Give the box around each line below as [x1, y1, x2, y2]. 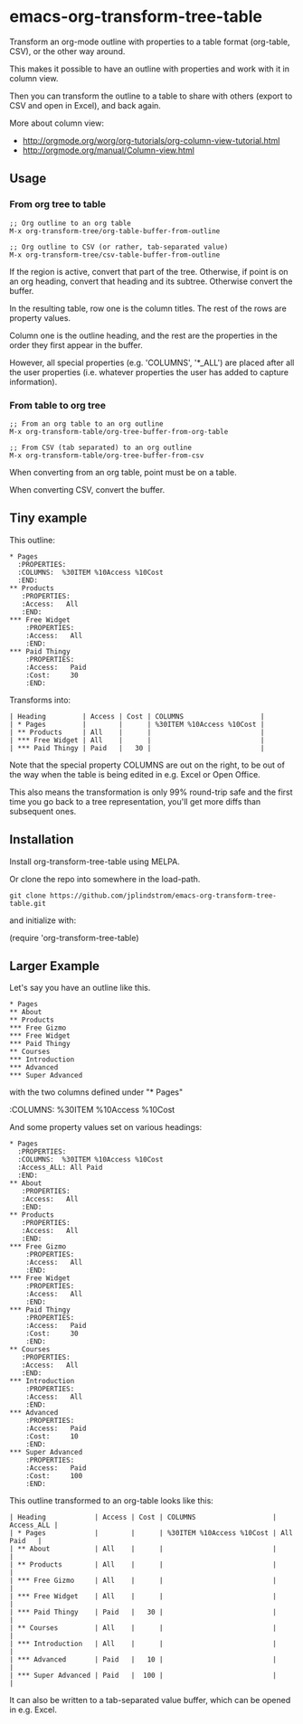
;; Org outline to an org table [9, 219, 131, 228]
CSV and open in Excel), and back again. [9, 99, 161, 110]
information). [9, 376, 58, 387]
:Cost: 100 [25, 1472, 83, 1481]
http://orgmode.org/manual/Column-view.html [22, 145, 194, 155]
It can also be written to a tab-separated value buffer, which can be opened [9, 1695, 291, 1706]
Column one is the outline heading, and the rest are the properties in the [9, 330, 278, 341]
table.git [9, 899, 47, 908]
